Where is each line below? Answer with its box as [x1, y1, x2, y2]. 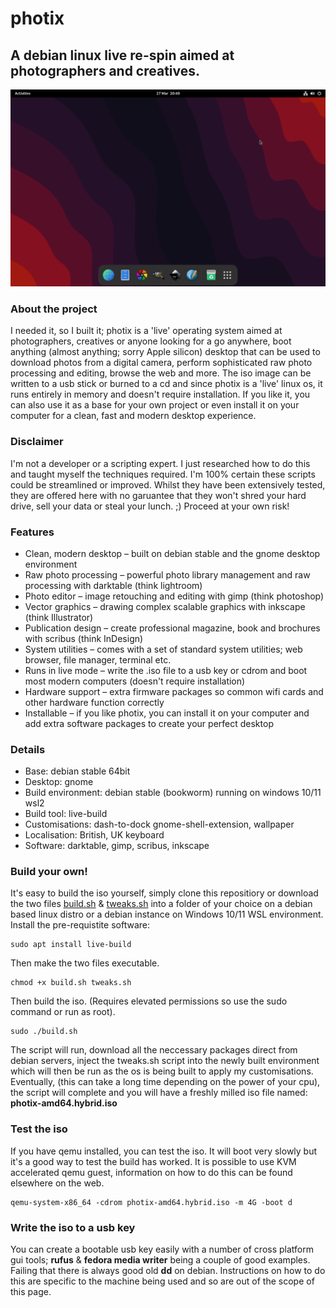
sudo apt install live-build [10, 940, 132, 950]
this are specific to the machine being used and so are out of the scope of [10, 1275, 315, 1287]
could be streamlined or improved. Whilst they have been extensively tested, [10, 478, 326, 491]
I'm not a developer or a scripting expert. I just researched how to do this [10, 457, 311, 469]
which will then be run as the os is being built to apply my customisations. [10, 1065, 314, 1077]
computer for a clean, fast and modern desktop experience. [10, 410, 257, 422]
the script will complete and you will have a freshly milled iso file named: [10, 1087, 308, 1099]
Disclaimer [10, 435, 64, 449]
